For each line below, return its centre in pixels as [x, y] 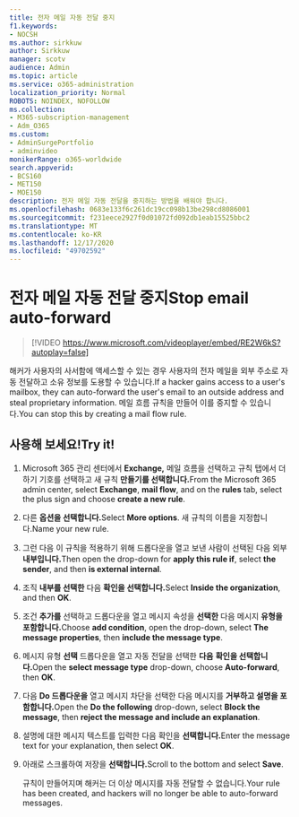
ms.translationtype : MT [54, 226]
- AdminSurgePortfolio [51, 143]
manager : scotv [38, 59]
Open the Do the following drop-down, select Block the [157, 707]
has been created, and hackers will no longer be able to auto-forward [150, 793]
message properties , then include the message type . [123, 637]
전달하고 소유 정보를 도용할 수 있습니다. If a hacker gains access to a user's [152, 382]
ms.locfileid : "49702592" [57, 251]
